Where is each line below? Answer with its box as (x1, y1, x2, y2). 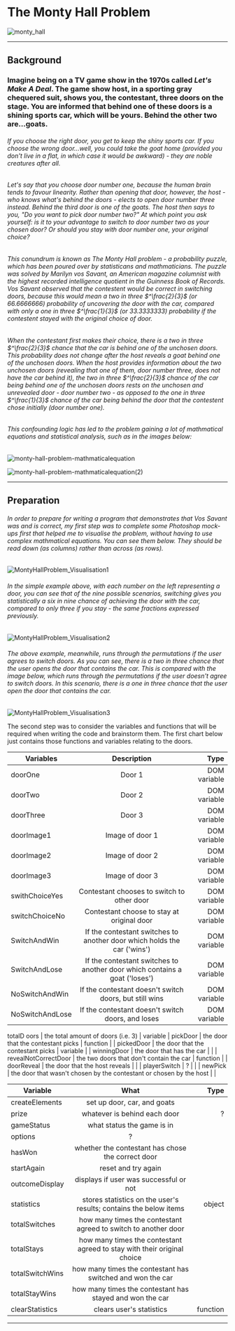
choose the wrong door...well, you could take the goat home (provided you (7, 144, 222, 152)
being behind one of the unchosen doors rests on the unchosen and (7, 380, 204, 389)
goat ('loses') (109, 973, 154, 983)
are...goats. (7, 119, 48, 129)
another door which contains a (81, 964, 182, 974)
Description (111, 754, 152, 763)
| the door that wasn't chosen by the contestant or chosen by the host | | (7, 1069, 217, 1077)
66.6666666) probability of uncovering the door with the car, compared (7, 300, 215, 308)
